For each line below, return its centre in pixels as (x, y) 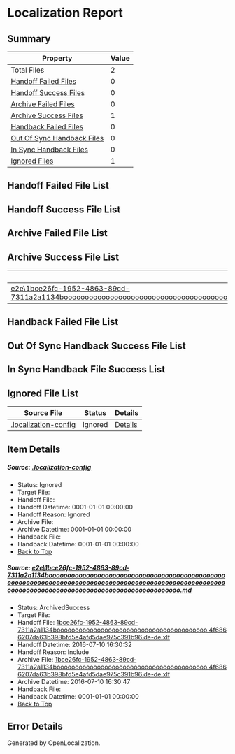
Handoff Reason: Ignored (54, 514)
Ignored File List (43, 393)
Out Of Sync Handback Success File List (97, 346)
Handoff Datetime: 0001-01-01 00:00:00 (75, 507)
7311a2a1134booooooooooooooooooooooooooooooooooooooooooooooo (116, 575)
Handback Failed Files (47, 127)
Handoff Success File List (64, 209)
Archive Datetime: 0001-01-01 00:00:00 (74, 530)
